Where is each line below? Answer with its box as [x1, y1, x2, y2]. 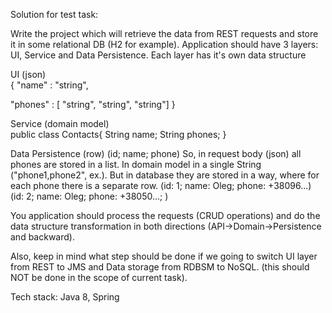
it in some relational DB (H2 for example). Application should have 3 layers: [10, 39, 319, 50]
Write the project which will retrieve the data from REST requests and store [10, 28, 319, 39]
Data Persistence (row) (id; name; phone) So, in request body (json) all [10, 148, 302, 159]
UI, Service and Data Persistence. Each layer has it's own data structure [10, 49, 307, 61]
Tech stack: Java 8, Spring [10, 291, 120, 303]
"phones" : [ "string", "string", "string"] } [10, 99, 176, 110]
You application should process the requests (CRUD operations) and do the [10, 210, 321, 221]
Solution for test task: [10, 9, 99, 20]
